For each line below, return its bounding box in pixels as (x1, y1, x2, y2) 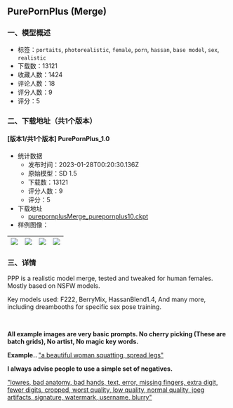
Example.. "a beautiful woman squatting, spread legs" (7, 351, 164, 360)
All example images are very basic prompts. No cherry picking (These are (7, 330, 227, 338)
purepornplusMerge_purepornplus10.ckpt (27, 212, 149, 221)
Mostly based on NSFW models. (7, 282, 100, 290)
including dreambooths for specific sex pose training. (7, 303, 161, 311)
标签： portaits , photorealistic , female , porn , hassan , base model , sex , (17, 45, 220, 53)
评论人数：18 (17, 79, 55, 87)
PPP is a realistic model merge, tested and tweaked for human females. (7, 274, 213, 283)
